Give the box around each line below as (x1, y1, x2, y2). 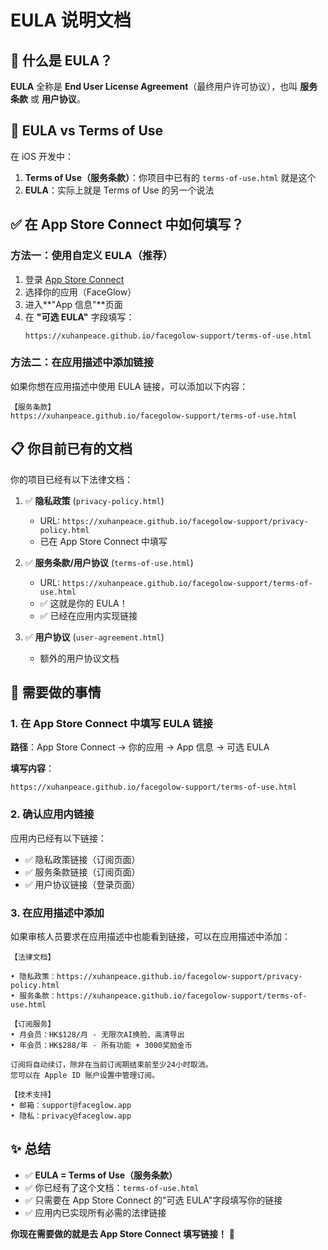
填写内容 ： (10, 762, 55, 775)
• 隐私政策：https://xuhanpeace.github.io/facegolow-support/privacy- (10, 971, 303, 981)
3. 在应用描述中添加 (10, 906, 105, 920)
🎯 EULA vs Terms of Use (10, 122, 164, 140)
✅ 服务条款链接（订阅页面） (24, 866, 141, 878)
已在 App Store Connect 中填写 (39, 535, 168, 547)
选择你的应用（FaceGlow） (24, 286, 137, 298)
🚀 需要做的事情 (10, 684, 102, 701)
